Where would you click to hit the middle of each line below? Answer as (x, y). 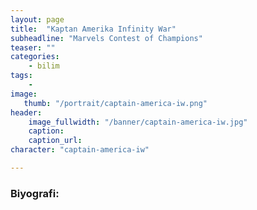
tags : (21, 76)
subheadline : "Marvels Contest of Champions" (106, 38)
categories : (35, 57)
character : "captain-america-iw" (80, 150)
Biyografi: (35, 193)
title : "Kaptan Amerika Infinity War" (93, 29)
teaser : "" (33, 47)
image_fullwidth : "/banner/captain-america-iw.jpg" (138, 122)
